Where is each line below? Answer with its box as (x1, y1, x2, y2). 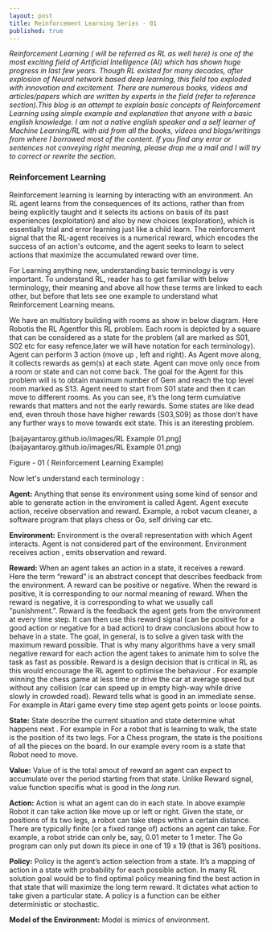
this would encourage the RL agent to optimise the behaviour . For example (9, 665, 258, 675)
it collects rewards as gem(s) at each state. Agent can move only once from (9, 358, 261, 367)
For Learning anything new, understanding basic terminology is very (9, 265, 236, 275)
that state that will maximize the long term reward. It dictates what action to (9, 882, 258, 892)
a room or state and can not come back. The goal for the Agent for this (9, 366, 244, 376)
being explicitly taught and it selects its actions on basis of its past (9, 207, 229, 217)
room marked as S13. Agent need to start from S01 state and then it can (9, 383, 246, 393)
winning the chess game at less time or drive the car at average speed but (9, 674, 256, 684)
